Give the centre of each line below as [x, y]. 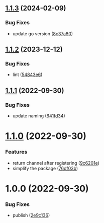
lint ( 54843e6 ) [27, 75]
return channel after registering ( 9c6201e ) [56, 163]
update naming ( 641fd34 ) [39, 116]
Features [16, 152]
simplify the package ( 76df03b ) [45, 168]
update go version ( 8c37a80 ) [43, 33]
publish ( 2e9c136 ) [31, 215]
